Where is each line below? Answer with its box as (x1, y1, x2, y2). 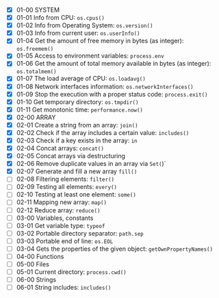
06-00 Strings (16, 275, 56, 284)
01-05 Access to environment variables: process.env (16, 51, 165, 60)
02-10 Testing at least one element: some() (16, 190, 136, 199)
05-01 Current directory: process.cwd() (16, 268, 127, 276)
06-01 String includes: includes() (16, 284, 112, 292)
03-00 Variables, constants (16, 214, 94, 222)
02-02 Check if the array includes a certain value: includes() (16, 128, 190, 136)
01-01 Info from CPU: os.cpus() (16, 14, 105, 22)
